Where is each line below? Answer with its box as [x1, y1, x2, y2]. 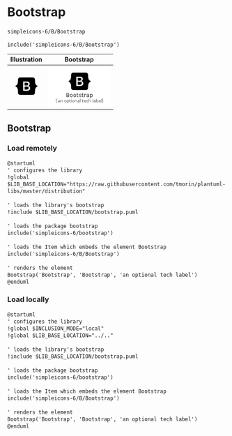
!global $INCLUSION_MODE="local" [7, 325, 105, 332]
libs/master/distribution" [7, 188, 86, 195]
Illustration [10, 55, 43, 63]
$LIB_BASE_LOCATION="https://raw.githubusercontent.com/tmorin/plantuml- [7, 181, 226, 188]
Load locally [7, 294, 49, 304]
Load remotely [7, 143, 58, 153]
